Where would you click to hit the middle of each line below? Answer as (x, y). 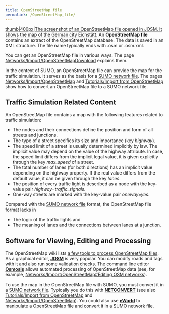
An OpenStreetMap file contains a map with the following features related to (84, 115)
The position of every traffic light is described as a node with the (80, 184)
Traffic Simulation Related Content (61, 102)
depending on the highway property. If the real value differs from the (84, 173)
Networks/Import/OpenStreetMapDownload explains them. (66, 60)
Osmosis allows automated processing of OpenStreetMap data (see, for (80, 269)
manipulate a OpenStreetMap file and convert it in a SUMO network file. (80, 306)
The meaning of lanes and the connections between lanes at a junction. (87, 225)
